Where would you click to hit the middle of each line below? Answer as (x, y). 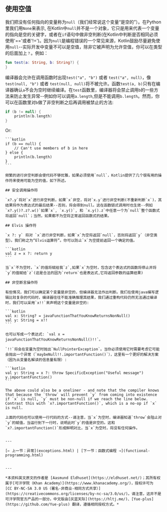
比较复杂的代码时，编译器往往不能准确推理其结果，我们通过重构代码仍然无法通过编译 (83, 298)
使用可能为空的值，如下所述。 (42, 181)
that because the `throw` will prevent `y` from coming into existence (81, 395)
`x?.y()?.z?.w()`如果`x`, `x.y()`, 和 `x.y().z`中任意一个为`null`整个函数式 (83, 211)
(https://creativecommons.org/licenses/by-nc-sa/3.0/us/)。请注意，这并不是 (83, 494)
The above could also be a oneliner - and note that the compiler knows (82, 390)
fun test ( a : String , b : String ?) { (42, 62)
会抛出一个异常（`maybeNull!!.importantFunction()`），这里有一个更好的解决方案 (82, 355)
